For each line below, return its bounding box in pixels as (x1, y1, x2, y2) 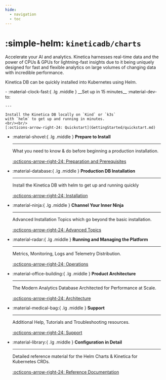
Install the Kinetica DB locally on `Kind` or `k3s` (5, 112, 116, 117)
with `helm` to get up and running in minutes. (5, 116, 105, 121)
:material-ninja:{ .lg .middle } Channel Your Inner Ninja (12, 202, 124, 208)
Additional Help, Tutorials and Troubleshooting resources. (12, 319, 130, 325)
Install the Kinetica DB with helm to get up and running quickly (12, 182, 139, 188)
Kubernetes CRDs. (12, 359, 50, 365)
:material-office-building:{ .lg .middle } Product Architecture (12, 271, 136, 277)
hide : (5, 7, 16, 12)
